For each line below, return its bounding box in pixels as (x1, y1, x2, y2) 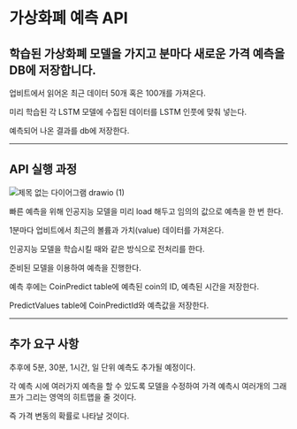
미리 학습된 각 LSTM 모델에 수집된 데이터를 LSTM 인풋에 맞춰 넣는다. (9, 107, 247, 117)
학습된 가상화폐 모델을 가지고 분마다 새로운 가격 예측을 (9, 46, 286, 61)
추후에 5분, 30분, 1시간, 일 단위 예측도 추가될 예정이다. (9, 362, 196, 372)
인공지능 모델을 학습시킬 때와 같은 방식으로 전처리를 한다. (9, 243, 205, 254)
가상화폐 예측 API (9, 8, 128, 28)
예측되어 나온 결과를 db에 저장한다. (9, 126, 130, 135)
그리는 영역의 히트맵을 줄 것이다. (25, 391, 137, 402)
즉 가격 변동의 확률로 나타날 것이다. (9, 410, 130, 421)
